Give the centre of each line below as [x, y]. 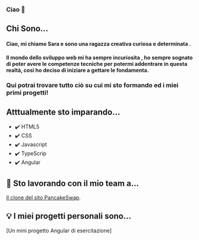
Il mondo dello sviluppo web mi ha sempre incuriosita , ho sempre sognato [99, 57]
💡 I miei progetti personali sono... [69, 216]
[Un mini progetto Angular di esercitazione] [59, 230]
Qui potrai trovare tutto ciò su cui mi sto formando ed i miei [92, 86]
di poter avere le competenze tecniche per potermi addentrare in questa [97, 64]
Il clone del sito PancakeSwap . [44, 198]
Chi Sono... [27, 29]
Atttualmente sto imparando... [63, 112]
